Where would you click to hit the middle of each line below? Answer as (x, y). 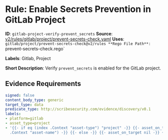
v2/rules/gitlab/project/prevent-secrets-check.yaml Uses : (65, 39)
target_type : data (24, 104)
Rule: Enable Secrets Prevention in (78, 9)
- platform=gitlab (24, 118)
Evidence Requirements (43, 84)
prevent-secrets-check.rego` (35, 48)
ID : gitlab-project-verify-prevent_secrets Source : (59, 33)
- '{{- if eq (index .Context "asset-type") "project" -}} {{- (72, 128)
